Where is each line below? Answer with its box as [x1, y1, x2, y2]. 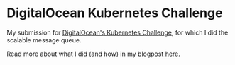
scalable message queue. [6, 35, 82, 44]
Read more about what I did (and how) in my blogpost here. [6, 49, 180, 58]
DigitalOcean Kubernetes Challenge [6, 5, 223, 21]
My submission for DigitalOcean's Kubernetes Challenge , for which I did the [6, 28, 229, 37]
